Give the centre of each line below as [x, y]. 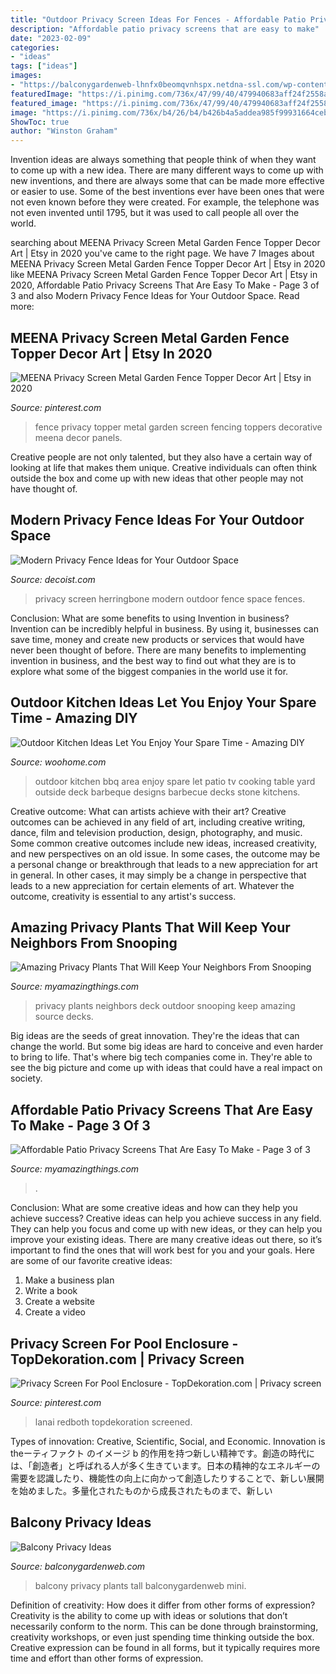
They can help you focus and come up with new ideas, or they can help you [166, 1229]
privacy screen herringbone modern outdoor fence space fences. [170, 598]
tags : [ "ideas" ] [44, 66]
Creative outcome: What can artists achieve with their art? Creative [148, 811]
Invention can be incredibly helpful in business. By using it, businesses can [164, 628]
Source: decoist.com [53, 579]
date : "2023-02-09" [51, 38]
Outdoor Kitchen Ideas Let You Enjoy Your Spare [163, 702]
